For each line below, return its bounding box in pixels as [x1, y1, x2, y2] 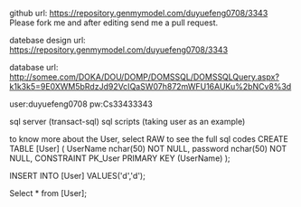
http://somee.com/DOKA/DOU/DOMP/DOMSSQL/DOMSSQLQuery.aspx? [9, 71, 280, 82]
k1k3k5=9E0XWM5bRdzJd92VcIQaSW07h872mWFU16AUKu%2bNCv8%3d [9, 81, 292, 91]
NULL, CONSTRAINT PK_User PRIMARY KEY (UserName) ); [9, 153, 230, 164]
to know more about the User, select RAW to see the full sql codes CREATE [9, 134, 289, 144]
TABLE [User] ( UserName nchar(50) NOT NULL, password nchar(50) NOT [9, 144, 287, 154]
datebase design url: [9, 35, 86, 45]
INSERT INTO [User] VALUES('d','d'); [9, 171, 146, 181]
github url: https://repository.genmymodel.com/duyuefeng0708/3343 [9, 8, 268, 18]
